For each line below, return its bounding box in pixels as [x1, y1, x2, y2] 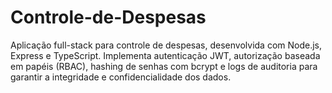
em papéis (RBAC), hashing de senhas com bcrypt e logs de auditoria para [10, 60, 318, 72]
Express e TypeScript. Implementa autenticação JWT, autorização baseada [10, 49, 321, 61]
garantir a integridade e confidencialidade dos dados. [10, 71, 232, 83]
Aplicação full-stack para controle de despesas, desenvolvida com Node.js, [10, 39, 323, 51]
